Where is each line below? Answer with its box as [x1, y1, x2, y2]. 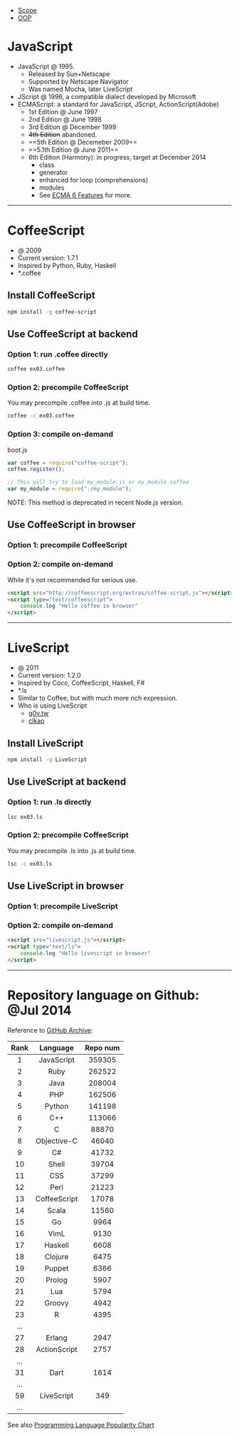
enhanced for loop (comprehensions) [38, 175, 149, 184]
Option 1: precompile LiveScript [7, 901, 119, 911]
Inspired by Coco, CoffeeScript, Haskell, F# [17, 678, 145, 687]
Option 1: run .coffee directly [7, 349, 109, 359]
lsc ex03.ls [7, 813, 43, 820]
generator [38, 167, 68, 177]
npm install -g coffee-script [7, 308, 97, 316]
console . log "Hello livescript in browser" [20, 949, 152, 957]
